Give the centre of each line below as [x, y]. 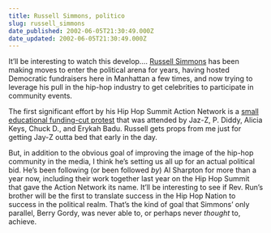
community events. [41, 96]
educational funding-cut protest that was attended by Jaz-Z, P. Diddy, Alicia [135, 120]
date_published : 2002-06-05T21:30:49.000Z [81, 31]
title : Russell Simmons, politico [67, 16]
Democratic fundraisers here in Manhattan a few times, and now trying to [131, 78]
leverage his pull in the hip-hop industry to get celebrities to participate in [131, 87]
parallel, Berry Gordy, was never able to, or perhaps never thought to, [125, 213]
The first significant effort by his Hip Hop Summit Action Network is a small [134, 112]
